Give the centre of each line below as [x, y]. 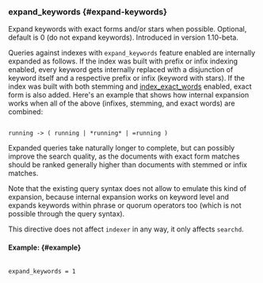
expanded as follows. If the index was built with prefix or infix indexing [123, 61]
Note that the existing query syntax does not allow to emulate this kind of [128, 189]
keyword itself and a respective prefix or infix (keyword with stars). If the [127, 78]
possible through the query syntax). [67, 214]
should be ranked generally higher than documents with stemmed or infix [128, 165]
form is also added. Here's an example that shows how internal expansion [129, 95]
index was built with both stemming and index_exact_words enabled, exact [130, 86]
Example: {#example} [45, 247]
